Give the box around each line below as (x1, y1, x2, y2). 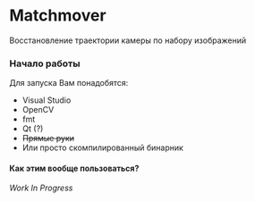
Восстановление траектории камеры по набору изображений (9, 35, 247, 46)
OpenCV (21, 105, 55, 115)
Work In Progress (9, 182, 73, 193)
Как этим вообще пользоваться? (9, 163, 140, 173)
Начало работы (9, 57, 81, 70)
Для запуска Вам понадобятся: (9, 78, 129, 88)
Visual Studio (21, 95, 72, 105)
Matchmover (9, 5, 106, 26)
